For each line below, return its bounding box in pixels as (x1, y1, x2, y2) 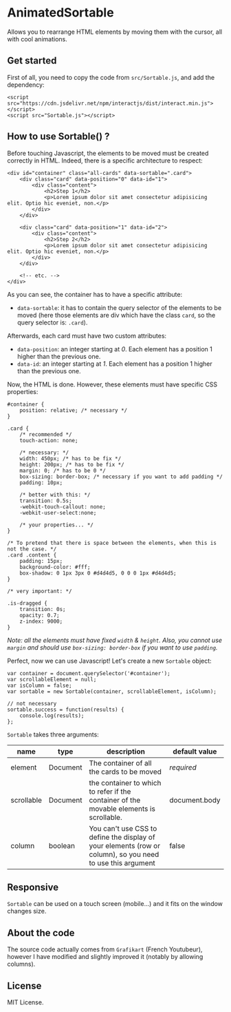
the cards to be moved (89, 767, 162, 776)
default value (173, 746, 217, 756)
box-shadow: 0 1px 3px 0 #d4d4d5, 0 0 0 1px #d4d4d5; (19, 570, 177, 577)
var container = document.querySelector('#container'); (7, 670, 170, 677)
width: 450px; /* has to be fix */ (19, 455, 122, 462)
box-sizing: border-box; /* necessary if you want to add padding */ (19, 473, 223, 480)
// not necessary (7, 700, 57, 707)
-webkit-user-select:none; (19, 509, 97, 516)
